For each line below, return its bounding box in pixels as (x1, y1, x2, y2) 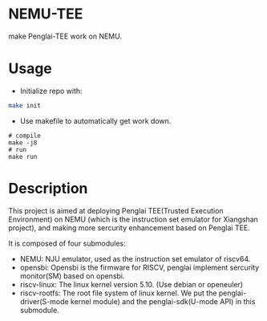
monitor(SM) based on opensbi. (19, 270, 126, 281)
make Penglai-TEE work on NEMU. (8, 31, 123, 41)
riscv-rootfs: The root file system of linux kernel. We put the (19, 288, 217, 298)
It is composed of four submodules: (8, 238, 126, 248)
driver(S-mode (19, 296, 70, 306)
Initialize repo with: (19, 86, 83, 95)
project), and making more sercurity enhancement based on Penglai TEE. (8, 222, 250, 233)
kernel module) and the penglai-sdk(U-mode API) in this (71, 296, 256, 306)
